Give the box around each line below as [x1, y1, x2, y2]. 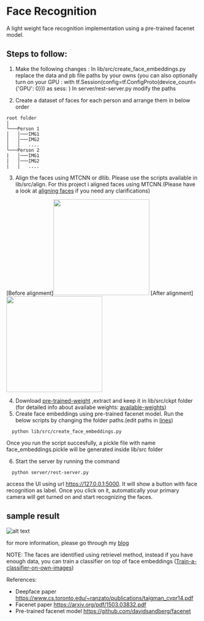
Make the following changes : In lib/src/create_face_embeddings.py [15, 65, 186, 72]
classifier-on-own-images [6, 564, 72, 571]
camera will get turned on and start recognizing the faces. [6, 493, 153, 500]
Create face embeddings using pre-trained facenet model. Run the [15, 410, 184, 417]
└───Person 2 [6, 147, 40, 153]
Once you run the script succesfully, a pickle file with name [6, 439, 156, 446]
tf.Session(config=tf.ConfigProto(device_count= [75, 78, 197, 85]
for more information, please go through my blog [6, 539, 129, 546]
